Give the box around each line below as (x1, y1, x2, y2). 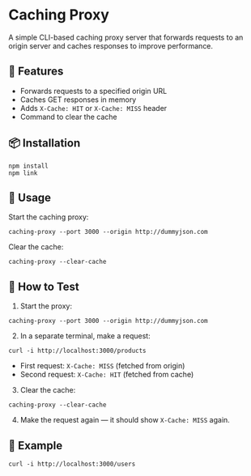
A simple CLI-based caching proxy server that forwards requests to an (8, 32, 244, 42)
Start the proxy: (19, 301, 73, 311)
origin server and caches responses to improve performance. (8, 40, 213, 50)
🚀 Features (8, 65, 64, 79)
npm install (8, 162, 49, 170)
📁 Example (8, 439, 63, 453)
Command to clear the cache (19, 112, 117, 121)
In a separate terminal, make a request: (19, 331, 151, 341)
